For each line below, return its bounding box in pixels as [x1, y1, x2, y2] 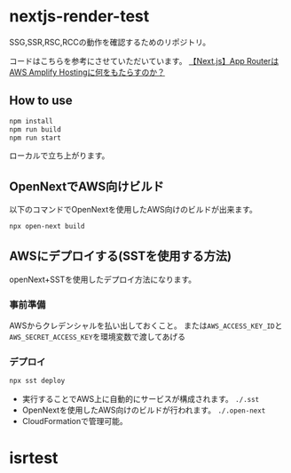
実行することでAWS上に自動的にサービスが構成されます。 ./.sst [21, 394, 260, 405]
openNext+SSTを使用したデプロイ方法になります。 [9, 274, 197, 285]
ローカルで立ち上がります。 [9, 150, 110, 161]
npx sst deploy [9, 376, 66, 386]
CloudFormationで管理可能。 [21, 416, 129, 427]
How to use [9, 93, 73, 108]
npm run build [9, 124, 62, 134]
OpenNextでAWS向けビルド [9, 179, 164, 194]
